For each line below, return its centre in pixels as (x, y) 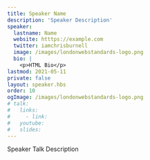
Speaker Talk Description (43, 149)
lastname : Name (35, 33)
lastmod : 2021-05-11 (37, 71)
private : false (29, 78)
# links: (23, 110)
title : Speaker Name (37, 14)
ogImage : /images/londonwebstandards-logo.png (75, 98)
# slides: (24, 130)
